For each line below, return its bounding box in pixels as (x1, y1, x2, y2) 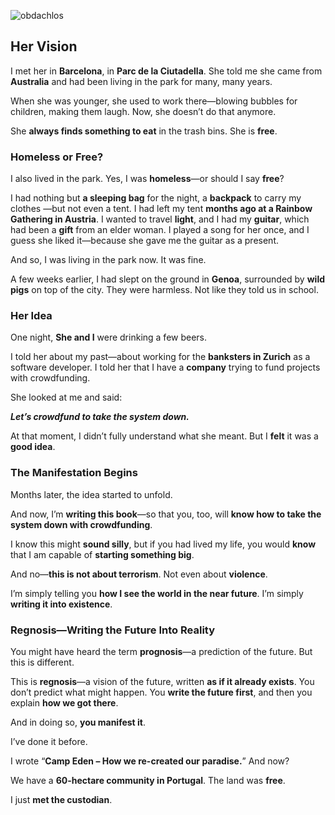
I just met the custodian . (10, 794, 113, 805)
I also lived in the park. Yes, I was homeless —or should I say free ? (10, 173, 285, 185)
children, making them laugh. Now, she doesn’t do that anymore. (10, 105, 277, 117)
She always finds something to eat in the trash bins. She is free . (10, 125, 278, 137)
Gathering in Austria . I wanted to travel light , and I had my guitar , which (10, 213, 310, 225)
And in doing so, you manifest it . (10, 716, 147, 728)
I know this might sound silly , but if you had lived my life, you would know (10, 538, 317, 550)
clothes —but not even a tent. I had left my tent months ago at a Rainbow (10, 203, 313, 215)
